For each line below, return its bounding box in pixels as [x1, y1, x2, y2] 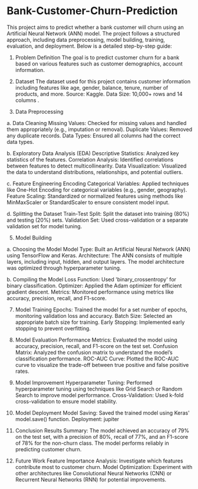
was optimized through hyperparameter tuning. [6, 264, 121, 271]
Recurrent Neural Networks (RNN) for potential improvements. [15, 476, 167, 483]
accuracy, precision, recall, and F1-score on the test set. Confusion [15, 342, 179, 349]
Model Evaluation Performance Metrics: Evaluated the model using [15, 336, 177, 343]
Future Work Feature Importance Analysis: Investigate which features [15, 457, 183, 464]
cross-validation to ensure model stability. [15, 398, 117, 405]
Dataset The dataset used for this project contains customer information [15, 78, 191, 85]
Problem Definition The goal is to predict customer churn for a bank [15, 54, 180, 61]
